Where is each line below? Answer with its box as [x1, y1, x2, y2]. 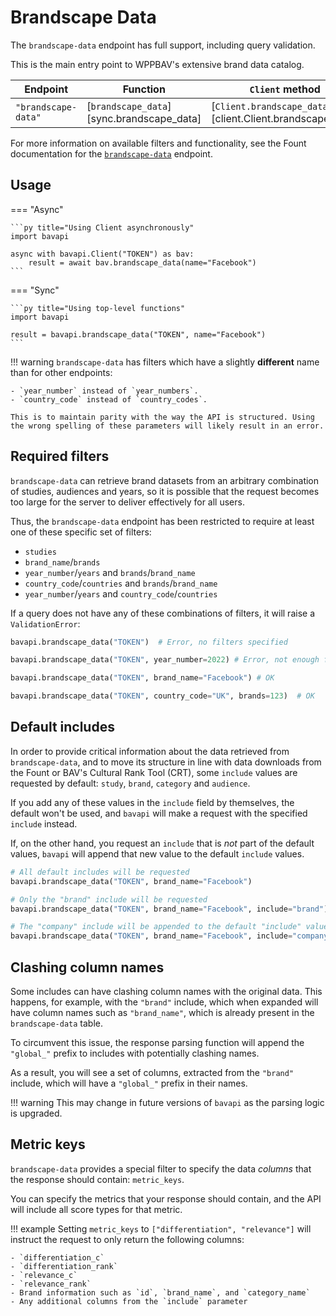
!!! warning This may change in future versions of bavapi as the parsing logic [10, 1096, 325, 1108]
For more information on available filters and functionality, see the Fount [10, 137, 307, 149]
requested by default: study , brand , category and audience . [10, 777, 251, 789]
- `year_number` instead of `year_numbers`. [10, 386, 199, 396]
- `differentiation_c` [10, 1252, 105, 1263]
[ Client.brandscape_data [211, 99, 328, 113]
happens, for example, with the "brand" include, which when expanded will [10, 996, 319, 1008]
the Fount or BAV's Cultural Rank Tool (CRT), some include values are [10, 766, 298, 778]
